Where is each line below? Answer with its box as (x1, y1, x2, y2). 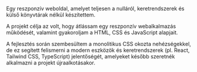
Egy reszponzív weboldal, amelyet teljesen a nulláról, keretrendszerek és (6, 5, 185, 12)
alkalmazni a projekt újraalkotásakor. (6, 59, 95, 66)
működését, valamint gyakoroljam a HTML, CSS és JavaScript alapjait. (6, 29, 179, 36)
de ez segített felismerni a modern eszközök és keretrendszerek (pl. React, (6, 47, 190, 54)
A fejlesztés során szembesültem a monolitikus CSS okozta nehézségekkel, (6, 41, 192, 47)
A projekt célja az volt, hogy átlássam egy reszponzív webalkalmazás (6, 23, 176, 30)
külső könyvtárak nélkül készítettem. (6, 11, 96, 18)
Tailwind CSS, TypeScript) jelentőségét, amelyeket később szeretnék (6, 53, 176, 60)
